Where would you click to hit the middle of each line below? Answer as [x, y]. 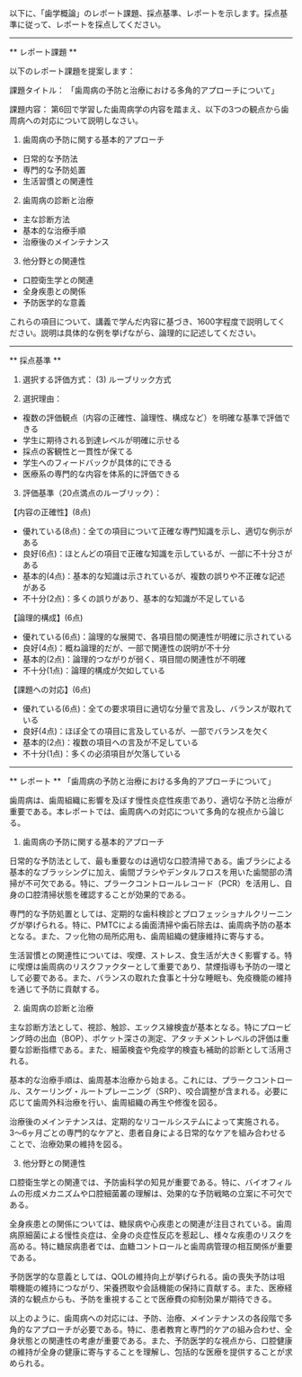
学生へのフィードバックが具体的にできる [97, 462]
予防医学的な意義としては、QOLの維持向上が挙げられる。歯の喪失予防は [143, 1276]
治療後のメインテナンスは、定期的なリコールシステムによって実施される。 [147, 1121]
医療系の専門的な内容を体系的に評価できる [101, 474]
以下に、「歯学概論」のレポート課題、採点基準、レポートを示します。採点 [145, 13]
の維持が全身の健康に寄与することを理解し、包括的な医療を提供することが [147, 1352]
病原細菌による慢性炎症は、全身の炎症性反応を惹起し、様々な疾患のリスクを [151, 1235]
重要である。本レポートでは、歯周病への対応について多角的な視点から [139, 811]
